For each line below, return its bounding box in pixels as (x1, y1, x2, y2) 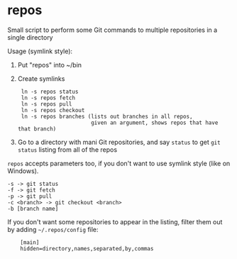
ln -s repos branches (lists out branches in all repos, (21, 113, 193, 120)
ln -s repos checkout (21, 106, 85, 114)
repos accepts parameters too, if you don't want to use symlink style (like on (7, 159, 231, 167)
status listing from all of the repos (17, 145, 118, 154)
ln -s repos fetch (21, 94, 76, 101)
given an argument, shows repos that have (91, 119, 219, 126)
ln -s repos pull (21, 100, 72, 108)
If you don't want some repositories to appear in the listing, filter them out (7, 217, 223, 226)
